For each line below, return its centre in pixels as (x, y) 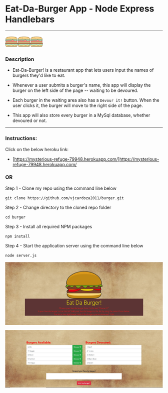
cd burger (15, 217)
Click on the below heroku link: (37, 149)
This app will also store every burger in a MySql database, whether (81, 115)
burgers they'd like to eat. (39, 75)
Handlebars (30, 19)
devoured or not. (30, 120)
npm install (17, 236)
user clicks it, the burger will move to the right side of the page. (78, 105)
